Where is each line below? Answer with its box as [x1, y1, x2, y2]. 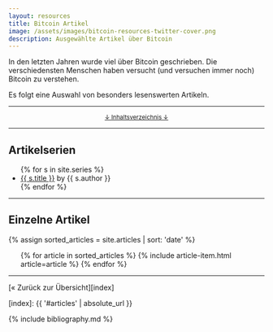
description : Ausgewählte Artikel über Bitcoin [8, 34, 173, 43]
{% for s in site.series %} [19, 164, 104, 175]
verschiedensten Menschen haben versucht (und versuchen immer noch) [8, 66, 254, 76]
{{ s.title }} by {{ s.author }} [19, 173, 111, 183]
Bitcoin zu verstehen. [8, 74, 80, 84]
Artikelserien [8, 143, 76, 157]
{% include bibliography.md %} [8, 314, 114, 324]
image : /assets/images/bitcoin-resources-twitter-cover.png [8, 27, 217, 35]
